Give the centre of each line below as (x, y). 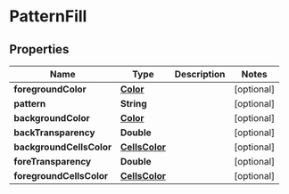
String (133, 104)
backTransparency (54, 133)
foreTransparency (53, 162)
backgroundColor (52, 118)
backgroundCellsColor (63, 147)
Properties (39, 49)
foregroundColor (50, 89)
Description (200, 74)
